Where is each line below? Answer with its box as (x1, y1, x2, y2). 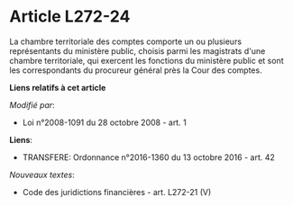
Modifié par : (9, 99, 56, 110)
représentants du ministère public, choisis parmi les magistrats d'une (9, 45, 266, 56)
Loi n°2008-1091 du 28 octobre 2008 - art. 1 (22, 117, 187, 128)
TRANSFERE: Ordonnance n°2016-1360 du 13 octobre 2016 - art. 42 (22, 151, 275, 163)
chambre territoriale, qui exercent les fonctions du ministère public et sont (9, 55, 284, 66)
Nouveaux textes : (9, 169, 75, 180)
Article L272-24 (9, 6, 131, 27)
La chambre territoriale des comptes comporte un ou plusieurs (9, 36, 242, 47)
